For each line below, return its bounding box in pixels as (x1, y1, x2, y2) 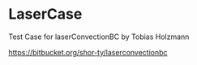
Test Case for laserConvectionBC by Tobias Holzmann (8, 32, 190, 41)
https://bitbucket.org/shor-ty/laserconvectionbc (8, 47, 168, 57)
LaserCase (8, 5, 83, 24)
